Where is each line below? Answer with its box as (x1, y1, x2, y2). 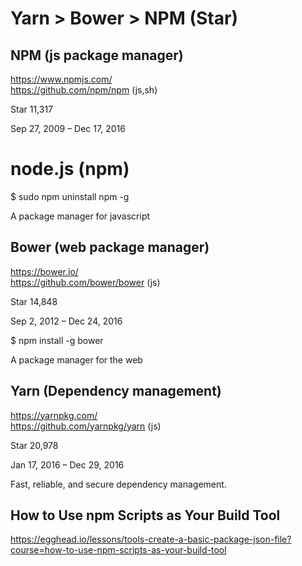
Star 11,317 (10, 103, 54, 115)
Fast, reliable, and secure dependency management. (10, 478, 227, 490)
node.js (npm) (10, 158, 130, 181)
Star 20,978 (10, 439, 59, 451)
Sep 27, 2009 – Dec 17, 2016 (10, 123, 126, 134)
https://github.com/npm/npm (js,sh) (10, 84, 158, 96)
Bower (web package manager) (10, 239, 210, 256)
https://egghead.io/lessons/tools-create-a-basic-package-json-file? (10, 533, 292, 546)
